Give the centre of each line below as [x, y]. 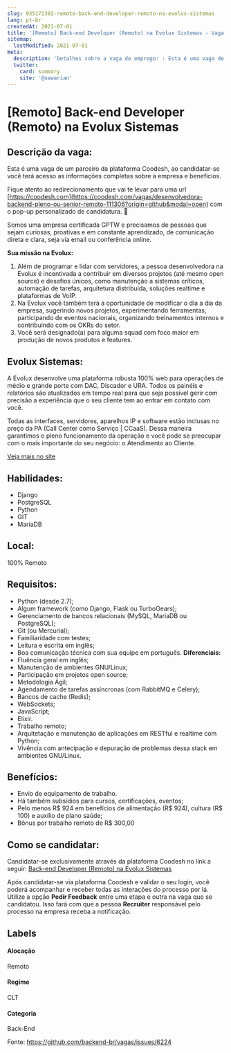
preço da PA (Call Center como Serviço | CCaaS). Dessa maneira [100, 429]
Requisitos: [32, 585]
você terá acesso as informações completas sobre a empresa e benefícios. [114, 176]
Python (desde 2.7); [45, 601]
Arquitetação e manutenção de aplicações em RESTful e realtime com [117, 733]
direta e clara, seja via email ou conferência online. [80, 240]
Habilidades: [35, 478]
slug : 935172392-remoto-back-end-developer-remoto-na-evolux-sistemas [111, 13]
